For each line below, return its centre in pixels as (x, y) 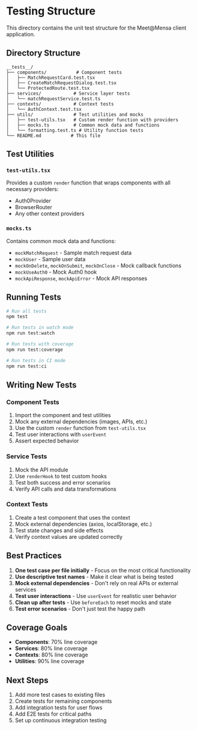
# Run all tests (26, 311)
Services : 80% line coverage (51, 649)
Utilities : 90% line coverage (50, 661)
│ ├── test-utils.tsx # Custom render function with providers (92, 120)
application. (21, 34)
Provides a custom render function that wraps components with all (89, 183)
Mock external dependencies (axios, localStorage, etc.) (83, 524)
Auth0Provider (33, 201)
